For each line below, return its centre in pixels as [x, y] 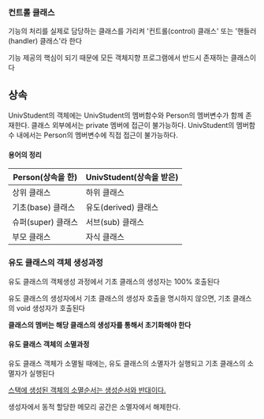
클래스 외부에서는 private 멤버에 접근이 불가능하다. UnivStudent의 [133, 125]
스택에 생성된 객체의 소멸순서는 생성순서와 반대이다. [87, 390]
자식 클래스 [105, 237]
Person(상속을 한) [45, 178]
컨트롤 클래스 [32, 12]
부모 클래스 [32, 237]
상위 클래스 [32, 193]
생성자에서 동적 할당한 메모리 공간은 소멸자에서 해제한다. [95, 406]
